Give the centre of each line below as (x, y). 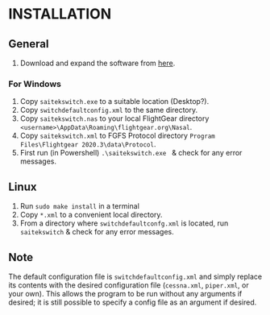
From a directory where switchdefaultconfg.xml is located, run (124, 223)
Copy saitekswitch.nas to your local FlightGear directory (114, 118)
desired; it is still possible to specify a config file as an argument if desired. (133, 302)
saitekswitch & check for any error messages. (97, 232)
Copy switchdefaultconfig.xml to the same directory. (109, 110)
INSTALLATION (60, 14)
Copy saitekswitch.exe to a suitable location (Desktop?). (114, 102)
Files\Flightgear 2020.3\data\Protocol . (88, 144)
